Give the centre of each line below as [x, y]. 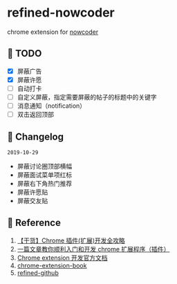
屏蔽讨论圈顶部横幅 [45, 166]
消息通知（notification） [52, 106]
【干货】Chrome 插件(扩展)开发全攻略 [71, 240]
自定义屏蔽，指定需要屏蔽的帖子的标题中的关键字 [87, 97]
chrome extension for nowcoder [53, 32]
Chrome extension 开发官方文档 [63, 258]
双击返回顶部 [35, 115]
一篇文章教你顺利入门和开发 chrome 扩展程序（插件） [93, 249]
